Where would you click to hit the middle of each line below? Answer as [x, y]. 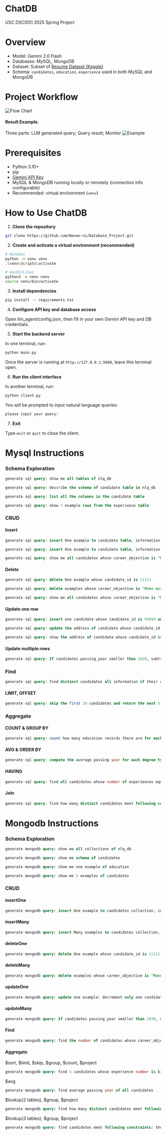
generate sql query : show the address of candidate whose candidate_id [80, 637]
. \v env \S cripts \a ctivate [31, 263]
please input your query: [32, 414]
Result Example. [22, 122]
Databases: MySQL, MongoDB [43, 61]
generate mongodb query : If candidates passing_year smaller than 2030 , [82, 1019]
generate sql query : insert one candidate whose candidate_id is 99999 [80, 619]
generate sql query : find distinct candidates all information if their [82, 682]
